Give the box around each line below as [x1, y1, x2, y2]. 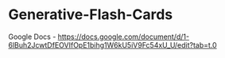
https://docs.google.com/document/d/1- [57, 32, 189, 41]
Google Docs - [8, 32, 56, 41]
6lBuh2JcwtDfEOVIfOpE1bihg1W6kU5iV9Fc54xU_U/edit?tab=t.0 [8, 40, 217, 49]
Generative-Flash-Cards [8, 6, 173, 24]
